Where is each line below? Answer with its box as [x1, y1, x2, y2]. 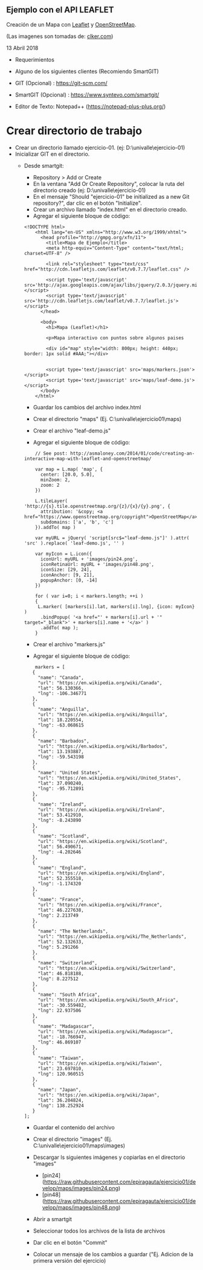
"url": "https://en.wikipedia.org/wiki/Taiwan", [37, 1060, 163, 1066]
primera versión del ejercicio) [33, 1257, 106, 1264]
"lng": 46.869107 [37, 1039, 82, 1045]
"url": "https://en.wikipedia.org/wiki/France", [37, 902, 163, 908]
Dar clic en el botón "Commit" [33, 1239, 108, 1246]
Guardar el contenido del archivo [33, 1123, 115, 1131]
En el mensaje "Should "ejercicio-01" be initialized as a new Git [33, 193, 190, 200]
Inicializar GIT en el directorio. [14, 150, 90, 158]
